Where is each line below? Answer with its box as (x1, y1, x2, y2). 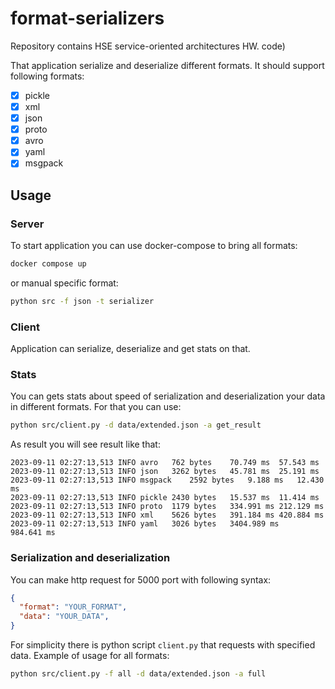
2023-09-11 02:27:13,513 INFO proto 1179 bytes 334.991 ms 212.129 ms (10, 502, 325, 512)
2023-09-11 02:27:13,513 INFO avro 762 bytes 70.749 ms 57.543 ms (10, 458, 320, 468)
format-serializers (10, 7, 165, 30)
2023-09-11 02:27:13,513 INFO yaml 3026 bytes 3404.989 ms (10, 519, 280, 529)
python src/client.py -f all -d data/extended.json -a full (10, 669, 267, 679)
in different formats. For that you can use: (10, 401, 182, 413)
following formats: (10, 70, 85, 82)
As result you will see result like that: (10, 438, 161, 451)
